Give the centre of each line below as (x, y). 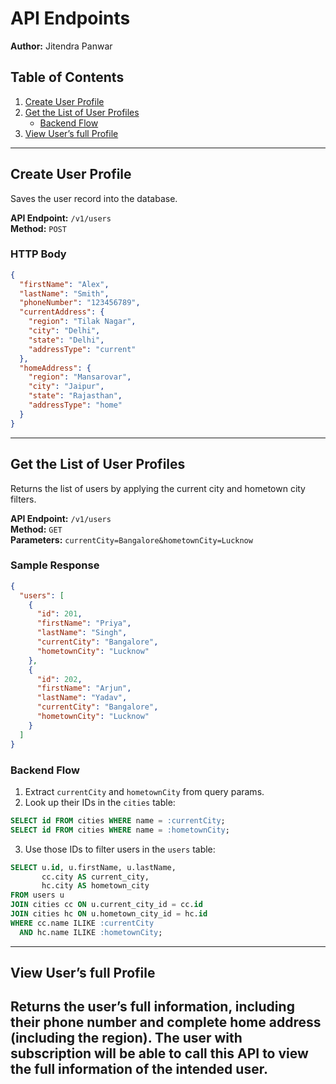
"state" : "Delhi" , (66, 340)
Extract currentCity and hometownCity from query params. (144, 791)
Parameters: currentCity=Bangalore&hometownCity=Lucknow (131, 539)
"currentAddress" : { (62, 312)
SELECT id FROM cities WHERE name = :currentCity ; (118, 820)
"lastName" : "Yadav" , (82, 698)
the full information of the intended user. (139, 1069)
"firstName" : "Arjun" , (84, 688)
